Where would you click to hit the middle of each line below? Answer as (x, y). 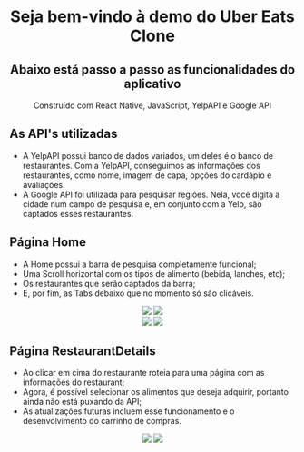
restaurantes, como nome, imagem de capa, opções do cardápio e (147, 175)
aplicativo (152, 84)
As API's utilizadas (64, 134)
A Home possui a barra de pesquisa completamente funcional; (139, 264)
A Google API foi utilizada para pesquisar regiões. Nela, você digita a (151, 194)
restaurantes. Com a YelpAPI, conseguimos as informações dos (141, 165)
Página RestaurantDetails (83, 351)
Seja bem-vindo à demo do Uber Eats (152, 17)
